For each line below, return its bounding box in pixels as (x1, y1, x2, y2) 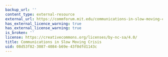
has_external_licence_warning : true (5, 21, 81, 26)
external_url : (5, 16, 35, 21)
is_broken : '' (5, 30, 35, 35)
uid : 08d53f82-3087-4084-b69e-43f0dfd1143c (5, 44, 97, 49)
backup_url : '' (5, 7, 37, 12)
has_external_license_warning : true (5, 26, 81, 31)
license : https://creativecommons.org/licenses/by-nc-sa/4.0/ (5, 35, 137, 40)
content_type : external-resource (5, 12, 75, 17)
